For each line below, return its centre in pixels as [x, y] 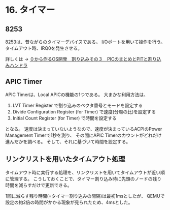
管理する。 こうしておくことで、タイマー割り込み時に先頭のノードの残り [86, 178]
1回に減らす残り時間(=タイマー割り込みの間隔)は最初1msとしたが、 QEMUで [85, 196]
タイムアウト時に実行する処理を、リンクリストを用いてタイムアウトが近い [83, 172]
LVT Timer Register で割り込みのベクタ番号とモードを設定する [78, 105]
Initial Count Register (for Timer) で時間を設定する [64, 118]
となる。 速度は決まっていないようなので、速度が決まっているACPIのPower [84, 129]
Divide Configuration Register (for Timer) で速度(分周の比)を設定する [84, 111]
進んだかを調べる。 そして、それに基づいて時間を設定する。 [68, 141]
